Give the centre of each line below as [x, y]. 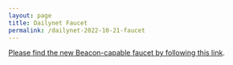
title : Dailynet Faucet [48, 23]
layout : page [30, 15]
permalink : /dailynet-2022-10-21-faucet [77, 30]
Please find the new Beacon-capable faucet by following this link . [117, 53]
